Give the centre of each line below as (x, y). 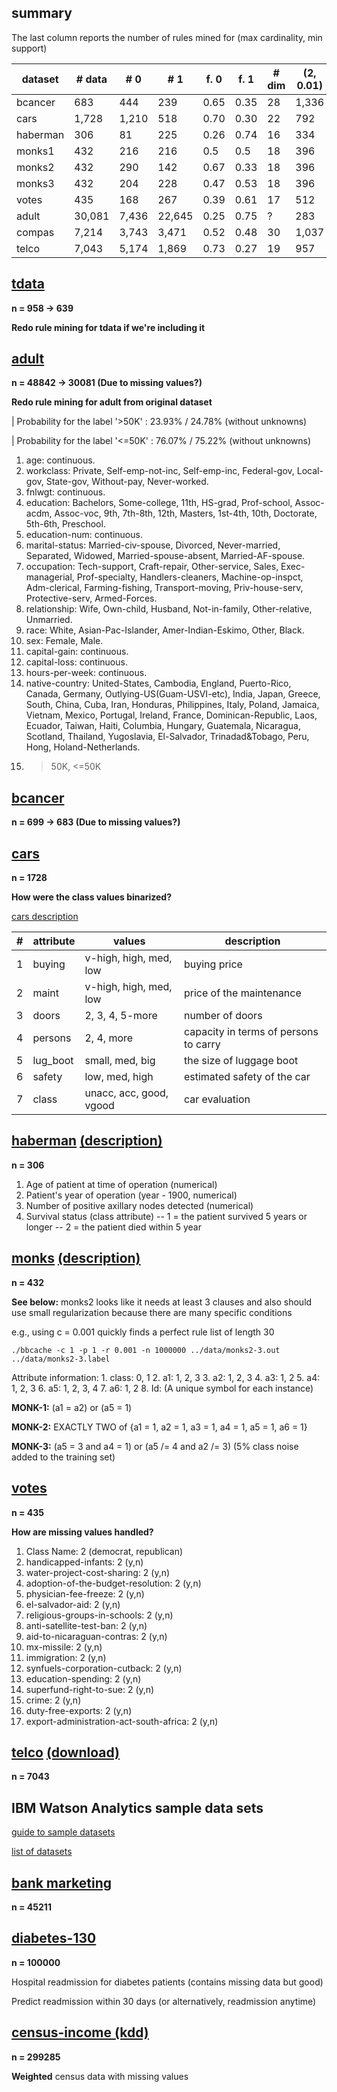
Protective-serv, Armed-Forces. (91, 598)
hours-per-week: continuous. (86, 673)
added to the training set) (63, 1457)
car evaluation (217, 1099)
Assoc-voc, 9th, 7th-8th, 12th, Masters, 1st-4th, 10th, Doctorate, (186, 513)
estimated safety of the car (247, 1077)
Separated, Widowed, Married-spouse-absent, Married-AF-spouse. (165, 556)
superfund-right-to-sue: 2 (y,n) (90, 1689)
